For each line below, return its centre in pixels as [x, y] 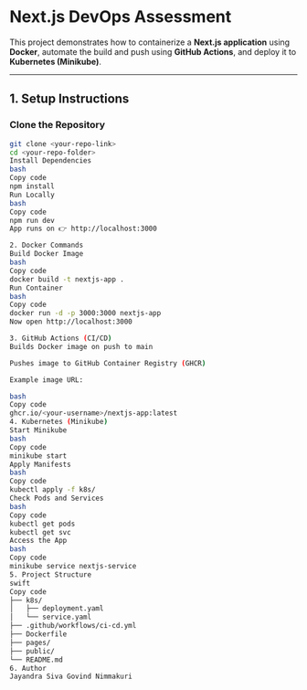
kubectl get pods [42, 524]
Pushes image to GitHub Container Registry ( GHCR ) [108, 363]
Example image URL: [47, 380]
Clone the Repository [58, 125]
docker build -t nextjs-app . [67, 279]
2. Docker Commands [47, 245]
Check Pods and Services [57, 498]
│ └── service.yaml [51, 617]
